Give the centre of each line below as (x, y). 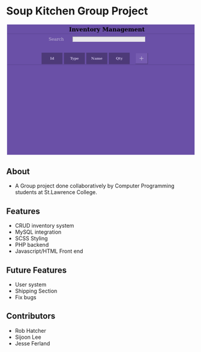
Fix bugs (25, 297)
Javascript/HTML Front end (49, 251)
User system (31, 285)
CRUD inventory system (44, 226)
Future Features (37, 270)
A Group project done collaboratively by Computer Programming (95, 186)
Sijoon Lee (28, 337)
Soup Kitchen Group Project (77, 11)
